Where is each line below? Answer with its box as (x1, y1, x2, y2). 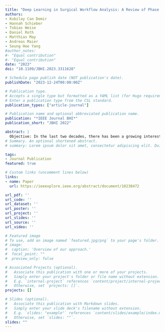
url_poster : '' (5, 206, 36, 211)
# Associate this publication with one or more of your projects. (5, 270, 148, 275)
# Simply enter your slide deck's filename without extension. (5, 305, 141, 311)
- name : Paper (5, 179, 34, 184)
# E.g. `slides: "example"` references (5, 310, 91, 315)
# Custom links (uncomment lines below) (5, 170, 89, 175)
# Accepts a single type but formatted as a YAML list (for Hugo (5, 93, 141, 98)
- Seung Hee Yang (5, 44, 41, 49)
